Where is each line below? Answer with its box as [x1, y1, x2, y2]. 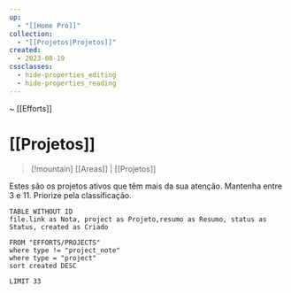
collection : [9, 29, 53, 38]
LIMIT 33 [9, 276, 42, 286]
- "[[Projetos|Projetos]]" [17, 37, 117, 47]
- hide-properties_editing [17, 71, 117, 80]
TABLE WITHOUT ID [9, 207, 73, 216]
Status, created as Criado [9, 222, 109, 231]
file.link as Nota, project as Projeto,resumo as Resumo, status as [9, 214, 267, 224]
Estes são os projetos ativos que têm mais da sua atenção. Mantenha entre [9, 181, 283, 191]
